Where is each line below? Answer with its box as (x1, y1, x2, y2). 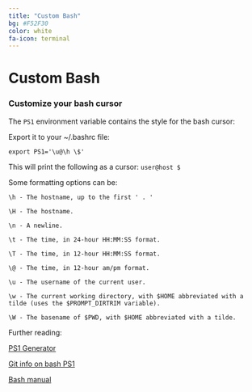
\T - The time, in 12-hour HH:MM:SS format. (8, 250, 161, 258)
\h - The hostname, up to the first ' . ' (8, 193, 153, 201)
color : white (8, 27, 52, 35)
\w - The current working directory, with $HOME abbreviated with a (8, 292, 244, 300)
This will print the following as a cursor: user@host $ (8, 162, 181, 171)
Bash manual (8, 374, 52, 384)
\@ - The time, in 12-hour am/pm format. (8, 263, 150, 272)
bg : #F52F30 (8, 19, 48, 27)
